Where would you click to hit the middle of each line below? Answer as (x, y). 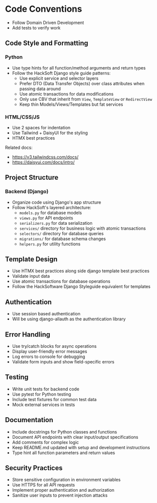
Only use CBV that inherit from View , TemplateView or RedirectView (86, 99)
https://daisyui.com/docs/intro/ (43, 162)
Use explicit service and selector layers (59, 78)
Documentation (29, 420)
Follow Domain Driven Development (48, 23)
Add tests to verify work (36, 27)
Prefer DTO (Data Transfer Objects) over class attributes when (82, 83)
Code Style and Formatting (47, 43)
